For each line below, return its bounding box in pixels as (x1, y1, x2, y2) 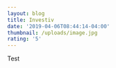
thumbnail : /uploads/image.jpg (7, 29, 98, 36)
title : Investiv (7, 16, 54, 23)
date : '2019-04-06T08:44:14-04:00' (7, 23, 110, 30)
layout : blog (7, 10, 45, 17)
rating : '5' (7, 36, 42, 43)
